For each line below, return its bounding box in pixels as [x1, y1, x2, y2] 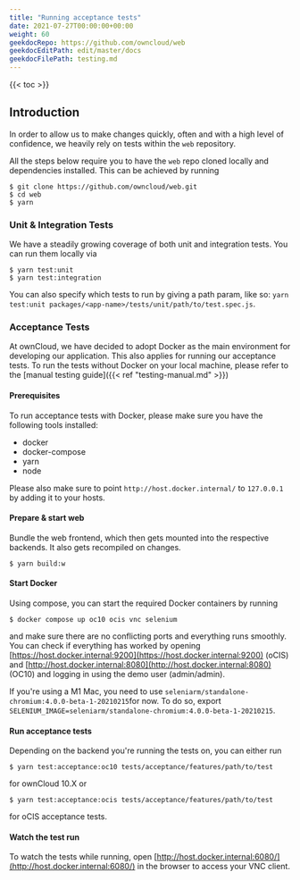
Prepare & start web [9, 513, 85, 524]
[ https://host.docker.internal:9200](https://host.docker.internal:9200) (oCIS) [9, 650, 289, 661]
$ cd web [9, 189, 42, 199]
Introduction [9, 105, 80, 121]
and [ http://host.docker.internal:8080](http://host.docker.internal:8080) [9, 659, 272, 670]
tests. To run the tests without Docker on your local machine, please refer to [9, 360, 288, 371]
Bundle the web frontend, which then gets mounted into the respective [9, 532, 270, 543]
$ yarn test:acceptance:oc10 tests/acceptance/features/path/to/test [9, 763, 274, 772]
